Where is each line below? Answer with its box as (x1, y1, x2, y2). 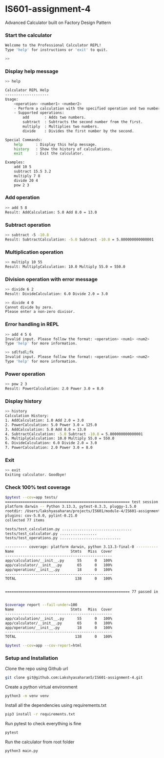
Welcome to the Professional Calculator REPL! (5, 43, 102, 48)
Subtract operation (5, 221, 51, 228)
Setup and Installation (5, 655, 59, 661)
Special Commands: (5, 137, 42, 142)
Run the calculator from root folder (5, 739, 75, 745)
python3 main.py (5, 748, 38, 753)
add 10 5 (14, 165, 32, 170)
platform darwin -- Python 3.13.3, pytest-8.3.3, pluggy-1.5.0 (5, 504, 137, 509)
